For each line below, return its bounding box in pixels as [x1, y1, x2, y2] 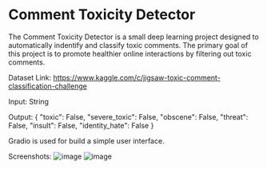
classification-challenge [8, 81, 88, 91]
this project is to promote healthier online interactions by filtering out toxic [8, 49, 252, 58]
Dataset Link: [8, 73, 52, 82]
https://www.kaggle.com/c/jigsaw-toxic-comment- [53, 73, 221, 82]
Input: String [8, 96, 50, 106]
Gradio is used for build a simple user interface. [8, 136, 165, 145]
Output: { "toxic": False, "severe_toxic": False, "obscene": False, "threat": [8, 112, 249, 121]
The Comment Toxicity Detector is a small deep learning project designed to [8, 32, 260, 41]
